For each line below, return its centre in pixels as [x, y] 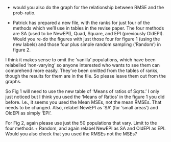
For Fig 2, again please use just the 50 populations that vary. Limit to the [81, 123]
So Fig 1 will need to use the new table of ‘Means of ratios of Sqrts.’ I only [82, 91]
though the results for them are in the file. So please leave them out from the [86, 76]
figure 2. [21, 50]
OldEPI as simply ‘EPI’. [29, 113]
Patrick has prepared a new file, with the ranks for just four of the [81, 23]
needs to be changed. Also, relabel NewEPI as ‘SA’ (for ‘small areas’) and [82, 108]
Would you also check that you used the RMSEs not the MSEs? [71, 134]
